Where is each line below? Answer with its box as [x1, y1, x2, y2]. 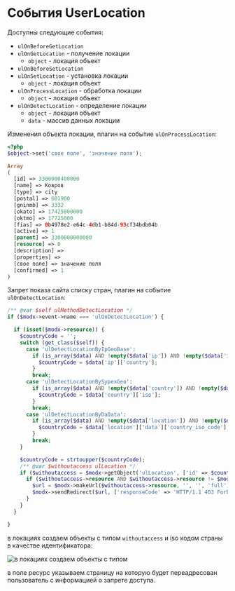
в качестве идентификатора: [7, 541, 93, 550]
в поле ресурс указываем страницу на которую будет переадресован [7, 568, 218, 576]
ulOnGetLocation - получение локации [17, 49, 130, 57]
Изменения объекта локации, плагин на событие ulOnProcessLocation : [7, 130, 217, 138]
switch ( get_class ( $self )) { [20, 339, 105, 346]
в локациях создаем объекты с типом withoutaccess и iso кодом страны [7, 534, 223, 542]
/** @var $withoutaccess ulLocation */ [20, 463, 136, 470]
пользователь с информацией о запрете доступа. [7, 576, 156, 584]
